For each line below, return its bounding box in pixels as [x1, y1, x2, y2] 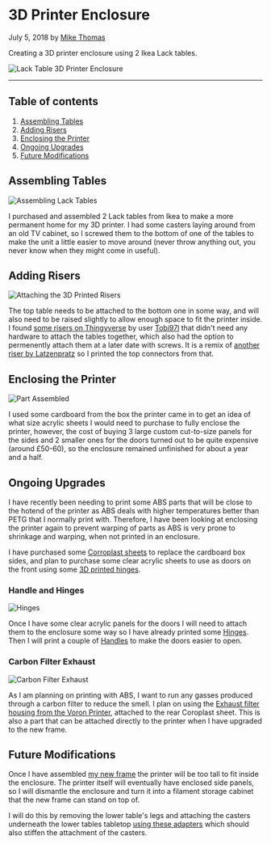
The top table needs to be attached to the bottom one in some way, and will [8, 306, 260, 316]
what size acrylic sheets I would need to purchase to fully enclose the [8, 418, 240, 428]
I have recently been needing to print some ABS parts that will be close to [8, 497, 252, 507]
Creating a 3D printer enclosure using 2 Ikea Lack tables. [8, 48, 198, 57]
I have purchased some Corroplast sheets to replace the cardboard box [8, 547, 246, 557]
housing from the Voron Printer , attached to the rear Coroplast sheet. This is [8, 707, 261, 717]
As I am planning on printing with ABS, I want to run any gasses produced [8, 690, 253, 700]
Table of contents [8, 95, 98, 108]
